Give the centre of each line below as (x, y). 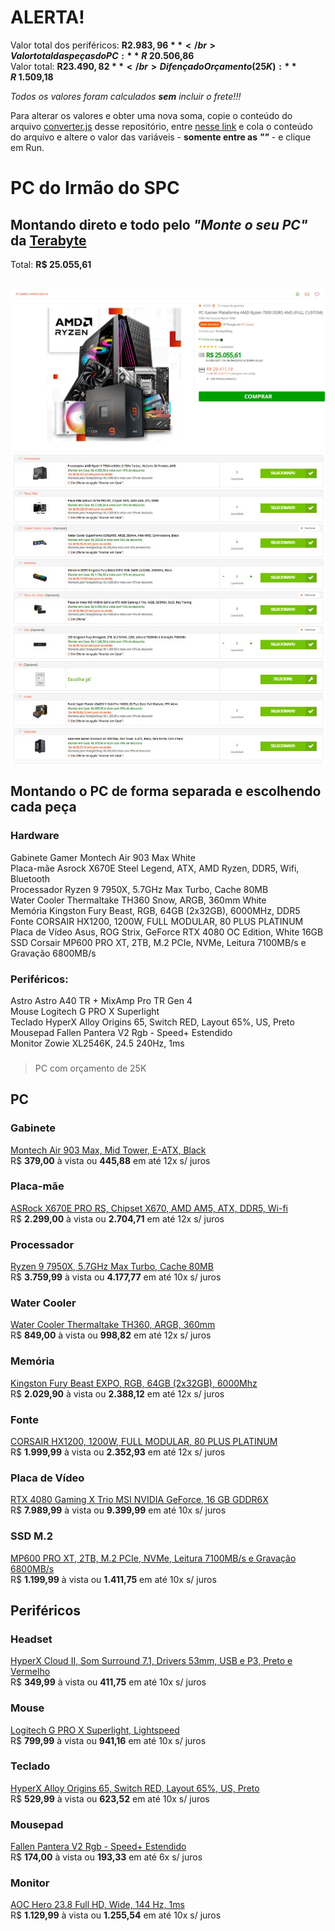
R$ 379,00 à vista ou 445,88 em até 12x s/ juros (110, 1160)
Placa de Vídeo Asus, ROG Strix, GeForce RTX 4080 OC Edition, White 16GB (167, 932)
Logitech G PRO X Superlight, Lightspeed (95, 1730)
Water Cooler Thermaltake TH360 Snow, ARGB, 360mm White (138, 900)
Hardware (35, 836)
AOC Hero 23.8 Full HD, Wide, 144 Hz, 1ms (97, 1905)
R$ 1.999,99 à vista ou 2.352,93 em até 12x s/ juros (118, 1452)
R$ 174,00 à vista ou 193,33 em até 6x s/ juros (106, 1857)
